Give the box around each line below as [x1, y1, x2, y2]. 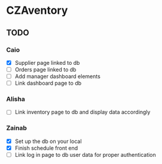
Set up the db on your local [14, 138, 82, 145]
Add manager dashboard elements [14, 73, 100, 80]
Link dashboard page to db [14, 79, 82, 87]
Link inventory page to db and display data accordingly [14, 109, 151, 116]
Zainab [6, 124, 27, 132]
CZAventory [6, 4, 68, 17]
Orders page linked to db [14, 65, 77, 73]
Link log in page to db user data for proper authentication [14, 151, 157, 158]
